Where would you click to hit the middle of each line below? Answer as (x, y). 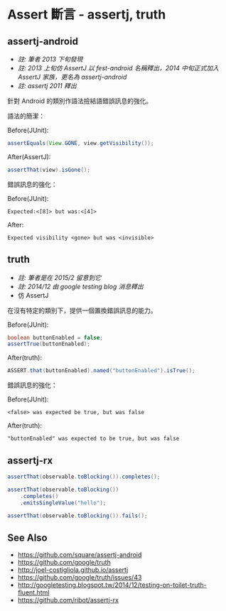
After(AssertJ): (29, 156)
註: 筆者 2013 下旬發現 (50, 59)
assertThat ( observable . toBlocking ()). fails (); (77, 516)
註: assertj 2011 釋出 (47, 86)
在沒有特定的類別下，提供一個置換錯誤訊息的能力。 (82, 310)
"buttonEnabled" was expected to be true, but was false (93, 439)
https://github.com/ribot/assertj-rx (68, 600)
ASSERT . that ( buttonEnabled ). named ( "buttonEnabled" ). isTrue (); (101, 371)
